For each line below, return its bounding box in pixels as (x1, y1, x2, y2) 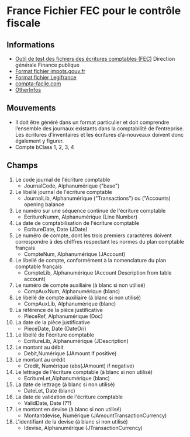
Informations (6, 40, 55, 50)
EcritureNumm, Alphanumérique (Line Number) (23, 213, 138, 220)
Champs (6, 161, 38, 171)
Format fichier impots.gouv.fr (15, 68, 86, 74)
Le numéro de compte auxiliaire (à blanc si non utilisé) (15, 282, 146, 289)
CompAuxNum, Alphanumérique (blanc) (23, 287, 120, 294)
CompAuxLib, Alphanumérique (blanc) (23, 300, 116, 307)
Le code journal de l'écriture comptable (15, 176, 110, 183)
